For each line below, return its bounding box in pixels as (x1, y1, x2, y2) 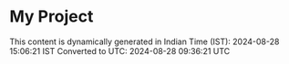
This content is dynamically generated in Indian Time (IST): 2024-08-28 (9, 36, 280, 47)
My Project (9, 6, 94, 27)
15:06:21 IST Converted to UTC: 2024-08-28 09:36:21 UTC (9, 45, 231, 56)
